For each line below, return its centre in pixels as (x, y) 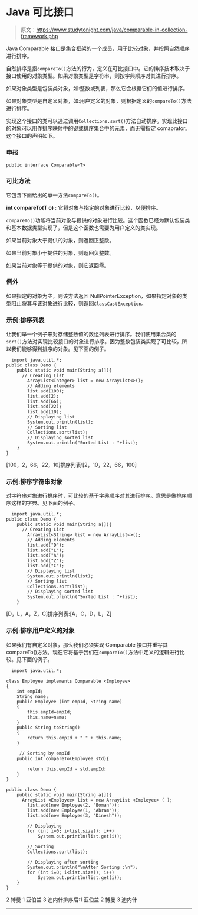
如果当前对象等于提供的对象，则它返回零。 (58, 265)
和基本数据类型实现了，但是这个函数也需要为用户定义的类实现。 (83, 228)
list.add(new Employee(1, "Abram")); (73, 810)
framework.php (39, 36)
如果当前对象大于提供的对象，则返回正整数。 (60, 240)
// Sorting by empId (44, 753)
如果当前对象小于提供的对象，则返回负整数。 (60, 252)
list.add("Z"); (46, 561)
